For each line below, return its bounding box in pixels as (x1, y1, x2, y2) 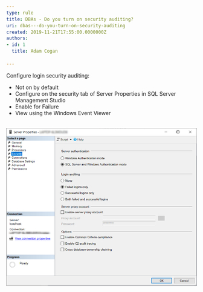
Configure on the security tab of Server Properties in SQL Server (14, 90, 176, 97)
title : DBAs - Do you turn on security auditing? (6, 16, 134, 22)
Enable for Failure (14, 103, 59, 110)
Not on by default (14, 84, 59, 91)
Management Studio (14, 96, 66, 104)
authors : (6, 35, 28, 42)
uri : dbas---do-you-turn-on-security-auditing (6, 22, 126, 28)
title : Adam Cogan (11, 48, 59, 55)
